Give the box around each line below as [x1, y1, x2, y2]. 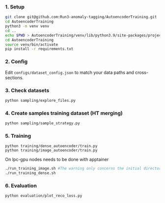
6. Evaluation [5, 182, 37, 189]
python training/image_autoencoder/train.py [5, 148, 98, 153]
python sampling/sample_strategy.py [5, 121, 80, 126]
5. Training [5, 132, 31, 139]
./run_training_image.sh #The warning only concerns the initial [5, 166, 141, 171]
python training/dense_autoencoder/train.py [5, 144, 98, 148]
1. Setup [5, 3, 25, 10]
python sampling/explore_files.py [5, 98, 76, 103]
